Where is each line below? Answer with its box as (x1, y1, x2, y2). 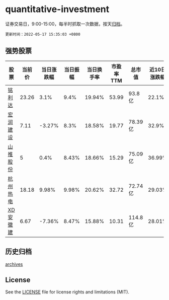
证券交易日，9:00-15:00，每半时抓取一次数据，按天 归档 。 (5, 21, 125, 27)
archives (5, 261, 23, 267)
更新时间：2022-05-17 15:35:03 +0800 (5, 32, 80, 37)
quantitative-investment (5, 4, 110, 15)
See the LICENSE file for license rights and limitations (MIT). (5, 289, 130, 295)
